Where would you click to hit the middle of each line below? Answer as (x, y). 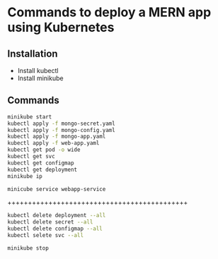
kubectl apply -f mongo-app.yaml (57, 137)
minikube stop (28, 248)
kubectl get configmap (41, 163)
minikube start (30, 117)
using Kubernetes (61, 27)
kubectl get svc (31, 157)
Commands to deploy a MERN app (109, 12)
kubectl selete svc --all (45, 236)
